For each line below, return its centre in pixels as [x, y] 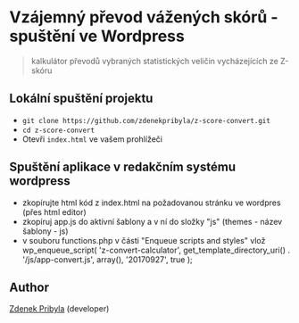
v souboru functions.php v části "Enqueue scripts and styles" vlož [144, 240]
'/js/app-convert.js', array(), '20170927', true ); [108, 259]
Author [29, 287]
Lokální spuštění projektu [81, 99]
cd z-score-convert [58, 130]
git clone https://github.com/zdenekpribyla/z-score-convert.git [146, 120]
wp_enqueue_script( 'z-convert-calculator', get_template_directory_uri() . [156, 250]
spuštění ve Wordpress [97, 36]
